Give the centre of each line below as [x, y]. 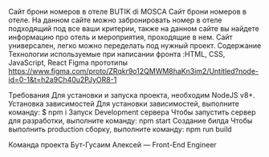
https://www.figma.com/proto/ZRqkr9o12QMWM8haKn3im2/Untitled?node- [134, 71]
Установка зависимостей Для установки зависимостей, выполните [124, 104]
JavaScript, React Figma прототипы [68, 62]
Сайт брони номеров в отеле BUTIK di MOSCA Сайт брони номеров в [128, 12]
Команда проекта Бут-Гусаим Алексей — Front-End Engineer [112, 145]
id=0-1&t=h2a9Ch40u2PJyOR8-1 [63, 80]
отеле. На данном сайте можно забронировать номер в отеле [115, 20]
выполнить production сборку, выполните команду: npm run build [120, 129]
